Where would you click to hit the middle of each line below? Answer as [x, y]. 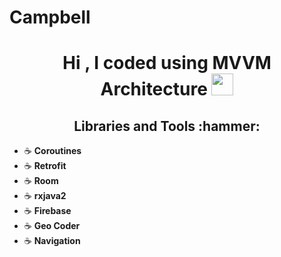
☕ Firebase [47, 211]
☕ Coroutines [52, 151]
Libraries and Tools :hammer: [167, 126]
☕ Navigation [52, 241]
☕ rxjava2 [45, 196]
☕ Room [41, 181]
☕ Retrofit [45, 166]
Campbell [50, 17]
